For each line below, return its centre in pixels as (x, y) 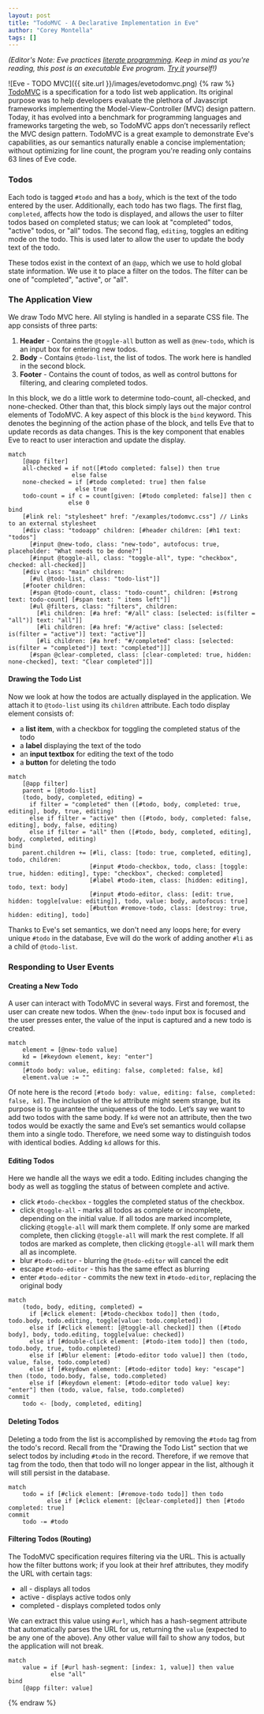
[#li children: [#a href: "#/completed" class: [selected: (136, 641)
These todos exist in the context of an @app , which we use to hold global (125, 262)
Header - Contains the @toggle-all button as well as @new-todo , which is (137, 340)
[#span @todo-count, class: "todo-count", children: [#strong (133, 592)
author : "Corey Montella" (50, 30)
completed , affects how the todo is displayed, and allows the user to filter (126, 213)
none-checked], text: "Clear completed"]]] (81, 662)
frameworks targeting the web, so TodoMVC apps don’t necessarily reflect (129, 126)
